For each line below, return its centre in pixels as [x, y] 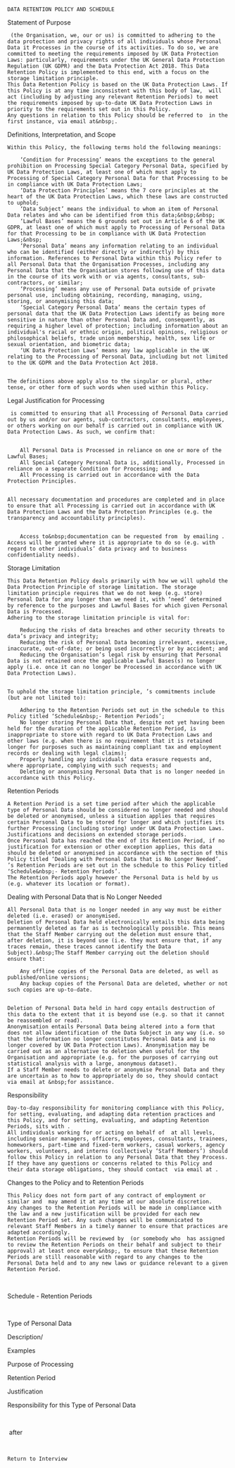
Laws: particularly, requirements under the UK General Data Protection [116, 60]
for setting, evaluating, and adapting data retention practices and [112, 1114]
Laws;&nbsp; [25, 240]
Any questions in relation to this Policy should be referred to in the [118, 115]
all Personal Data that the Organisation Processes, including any [108, 264]
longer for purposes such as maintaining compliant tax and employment [114, 747]
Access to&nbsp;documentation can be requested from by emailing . [122, 537]
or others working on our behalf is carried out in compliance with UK [114, 426]
